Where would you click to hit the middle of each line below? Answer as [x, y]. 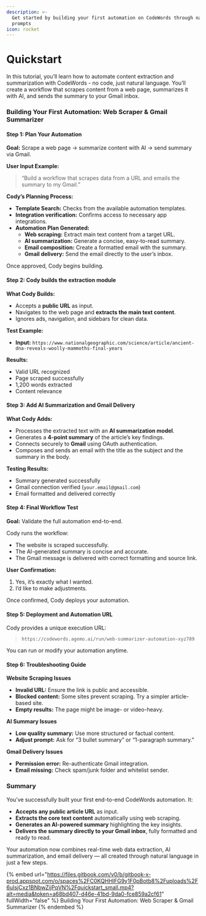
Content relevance [39, 391]
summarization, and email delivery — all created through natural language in [103, 856]
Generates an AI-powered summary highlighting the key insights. [99, 824]
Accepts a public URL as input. [54, 306]
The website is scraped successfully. [62, 545]
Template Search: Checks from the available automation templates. [101, 209]
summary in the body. [43, 456]
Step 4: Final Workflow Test [42, 507]
